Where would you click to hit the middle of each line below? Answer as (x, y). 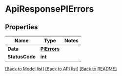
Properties (21, 27)
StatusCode (21, 57)
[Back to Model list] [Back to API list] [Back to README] (61, 69)
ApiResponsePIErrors (50, 9)
